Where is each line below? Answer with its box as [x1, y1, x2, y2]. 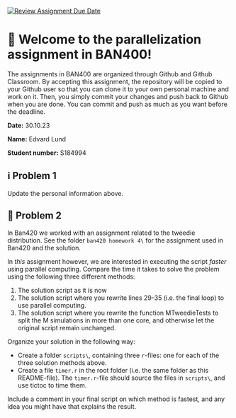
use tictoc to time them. [17, 381, 87, 389]
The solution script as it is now [17, 286, 108, 294]
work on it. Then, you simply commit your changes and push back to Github [7, 92, 229, 100]
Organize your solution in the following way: [7, 337, 136, 346]
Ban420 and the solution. [7, 243, 82, 252]
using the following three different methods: [7, 272, 135, 281]
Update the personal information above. [7, 189, 124, 197]
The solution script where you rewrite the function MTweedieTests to [17, 308, 219, 317]
